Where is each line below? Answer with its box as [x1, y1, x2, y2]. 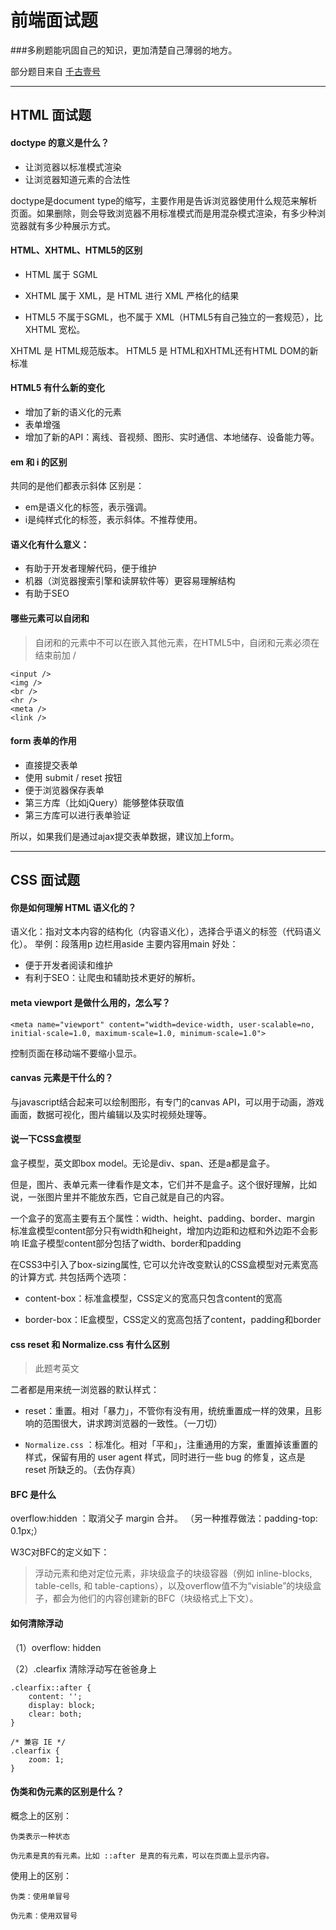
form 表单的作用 [10, 735, 77, 747]
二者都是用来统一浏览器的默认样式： [10, 1384, 160, 1396]
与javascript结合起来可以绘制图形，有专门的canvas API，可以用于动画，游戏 [10, 1096, 325, 1108]
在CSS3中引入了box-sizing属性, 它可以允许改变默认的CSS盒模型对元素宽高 [10, 1258, 319, 1270]
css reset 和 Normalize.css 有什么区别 [10, 1338, 170, 1350]
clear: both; [28, 1709, 83, 1719]
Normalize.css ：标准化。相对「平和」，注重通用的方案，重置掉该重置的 [24, 1439, 318, 1451]
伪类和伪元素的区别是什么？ [10, 1786, 125, 1798]
